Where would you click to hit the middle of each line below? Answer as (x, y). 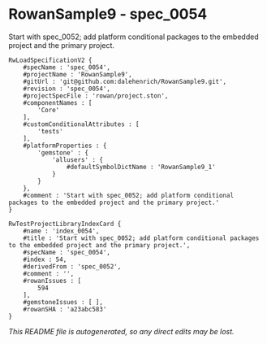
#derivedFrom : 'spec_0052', (72, 266)
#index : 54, (45, 259)
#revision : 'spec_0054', (67, 89)
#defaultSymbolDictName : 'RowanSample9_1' (141, 167)
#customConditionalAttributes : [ (81, 124)
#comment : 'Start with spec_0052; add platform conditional (128, 195)
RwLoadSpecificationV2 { (50, 60)
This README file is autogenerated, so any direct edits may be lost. (121, 331)
